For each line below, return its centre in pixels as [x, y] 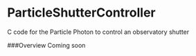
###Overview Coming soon [46, 45]
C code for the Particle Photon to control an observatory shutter [98, 32]
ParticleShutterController [81, 13]
